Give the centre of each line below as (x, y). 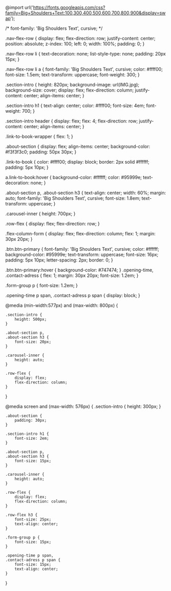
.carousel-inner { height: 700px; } (40, 214)
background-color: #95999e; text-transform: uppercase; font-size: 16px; (82, 255)
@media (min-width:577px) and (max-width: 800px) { (62, 305)
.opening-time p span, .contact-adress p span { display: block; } (73, 295)
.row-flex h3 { (22, 515)
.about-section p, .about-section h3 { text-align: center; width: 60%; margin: (86, 193)
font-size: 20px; (33, 342)
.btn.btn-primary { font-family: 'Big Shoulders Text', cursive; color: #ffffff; (82, 249)
